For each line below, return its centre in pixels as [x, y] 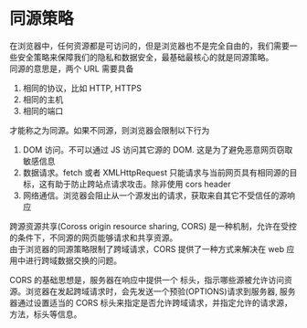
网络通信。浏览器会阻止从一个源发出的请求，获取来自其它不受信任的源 [155, 195]
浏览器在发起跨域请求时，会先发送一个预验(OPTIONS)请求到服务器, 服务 [160, 291]
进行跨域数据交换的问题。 [73, 260]
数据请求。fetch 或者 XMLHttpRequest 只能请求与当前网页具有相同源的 [156, 172]
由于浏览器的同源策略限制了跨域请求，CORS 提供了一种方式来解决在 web [147, 249]
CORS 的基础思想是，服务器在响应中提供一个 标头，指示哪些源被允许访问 [147, 280]
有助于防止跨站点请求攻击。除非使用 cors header [139, 184]
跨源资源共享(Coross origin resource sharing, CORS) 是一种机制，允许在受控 [153, 226]
